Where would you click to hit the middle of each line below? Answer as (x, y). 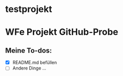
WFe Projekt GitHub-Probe (62, 32)
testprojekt (29, 9)
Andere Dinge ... (29, 68)
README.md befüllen (35, 62)
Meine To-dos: (29, 50)
